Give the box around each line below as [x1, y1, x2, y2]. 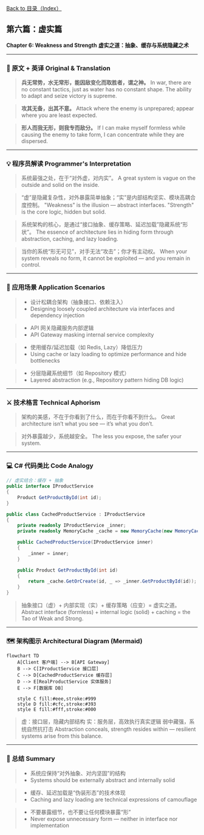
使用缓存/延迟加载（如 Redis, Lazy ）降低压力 [30, 343, 143, 351]
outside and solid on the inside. [21, 181, 100, 189]
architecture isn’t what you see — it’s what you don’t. [21, 420, 154, 427]
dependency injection [30, 312, 85, 319]
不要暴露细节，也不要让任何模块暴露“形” [30, 808, 131, 816]
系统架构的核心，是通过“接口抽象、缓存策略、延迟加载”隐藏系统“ [21, 221, 183, 228]
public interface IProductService [6, 483, 94, 489]
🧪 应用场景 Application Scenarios [6, 283, 105, 292]
